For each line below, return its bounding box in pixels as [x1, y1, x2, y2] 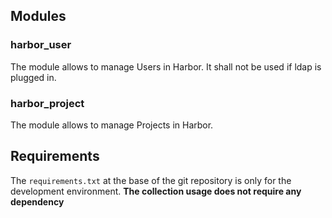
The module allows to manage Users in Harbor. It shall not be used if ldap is [10, 60, 322, 73]
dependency [10, 195, 65, 208]
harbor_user [10, 38, 72, 52]
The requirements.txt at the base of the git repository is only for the [10, 174, 292, 186]
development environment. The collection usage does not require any [10, 185, 302, 197]
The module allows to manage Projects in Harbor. [10, 119, 214, 131]
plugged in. [10, 71, 57, 83]
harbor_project [10, 96, 85, 110]
